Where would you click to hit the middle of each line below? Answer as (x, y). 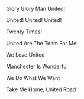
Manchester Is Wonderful (37, 66)
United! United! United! (34, 20)
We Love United (26, 55)
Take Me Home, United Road (41, 89)
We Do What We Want (33, 78)
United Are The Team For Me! (42, 43)
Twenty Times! (24, 32)
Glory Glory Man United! (36, 9)
